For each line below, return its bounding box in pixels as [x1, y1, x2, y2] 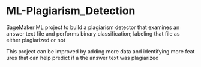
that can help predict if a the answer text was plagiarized [18, 54, 159, 61]
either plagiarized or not [6, 36, 66, 43]
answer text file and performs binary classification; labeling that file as [6, 30, 180, 37]
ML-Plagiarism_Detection [6, 4, 136, 18]
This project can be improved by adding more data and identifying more [6, 47, 184, 55]
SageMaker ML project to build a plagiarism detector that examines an [6, 24, 180, 31]
